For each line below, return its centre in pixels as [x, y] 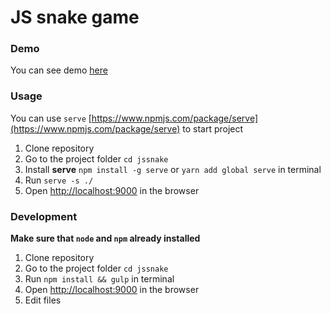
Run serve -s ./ [59, 180]
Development [44, 216]
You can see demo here [59, 70]
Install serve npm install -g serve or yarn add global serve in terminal [173, 169]
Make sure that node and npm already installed [105, 238]
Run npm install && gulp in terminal [99, 279]
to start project [213, 128]
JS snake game [75, 17]
